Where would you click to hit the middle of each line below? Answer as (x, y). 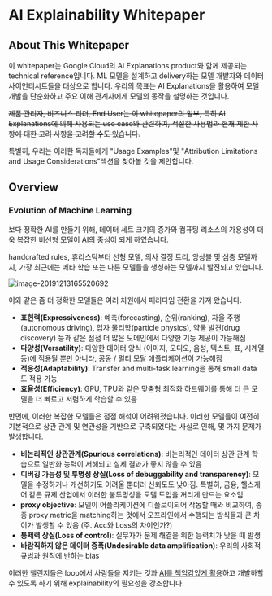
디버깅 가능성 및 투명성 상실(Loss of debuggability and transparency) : (136, 474)
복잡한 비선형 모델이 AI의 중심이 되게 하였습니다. (93, 239)
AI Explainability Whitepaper (107, 15)
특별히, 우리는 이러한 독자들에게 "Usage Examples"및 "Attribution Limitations (133, 151)
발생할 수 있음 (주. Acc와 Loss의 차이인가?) (104, 525)
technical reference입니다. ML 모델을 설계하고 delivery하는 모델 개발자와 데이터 (136, 76)
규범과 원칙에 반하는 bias (60, 555)
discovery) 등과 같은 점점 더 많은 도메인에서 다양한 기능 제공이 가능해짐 (133, 337)
